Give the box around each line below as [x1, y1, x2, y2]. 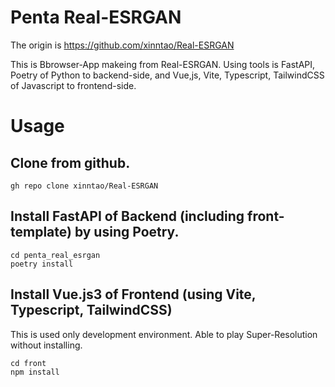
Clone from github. [10, 154, 131, 171]
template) [10, 224, 72, 241]
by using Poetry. [74, 224, 180, 241]
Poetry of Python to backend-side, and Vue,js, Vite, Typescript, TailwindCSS [10, 69, 325, 81]
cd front [10, 358, 47, 368]
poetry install [10, 259, 74, 269]
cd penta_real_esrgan [10, 250, 101, 260]
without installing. [10, 339, 83, 351]
